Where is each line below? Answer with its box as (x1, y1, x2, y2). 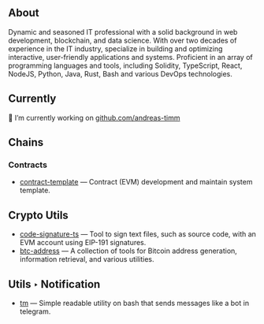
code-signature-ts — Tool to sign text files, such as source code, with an (19, 229, 256, 239)
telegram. (19, 307, 51, 316)
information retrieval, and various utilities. (19, 255, 154, 264)
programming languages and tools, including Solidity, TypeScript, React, (8, 61, 243, 70)
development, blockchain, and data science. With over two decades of (8, 35, 237, 45)
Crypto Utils (8, 208, 69, 222)
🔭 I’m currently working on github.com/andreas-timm (8, 113, 180, 122)
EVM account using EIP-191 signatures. (19, 238, 147, 248)
